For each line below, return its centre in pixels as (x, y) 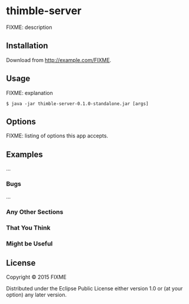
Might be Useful (29, 244)
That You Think (28, 228)
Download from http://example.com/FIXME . (59, 60)
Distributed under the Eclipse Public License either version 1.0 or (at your (94, 289)
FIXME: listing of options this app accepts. (57, 136)
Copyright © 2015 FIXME (36, 277)
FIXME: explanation (29, 93)
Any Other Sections (35, 212)
